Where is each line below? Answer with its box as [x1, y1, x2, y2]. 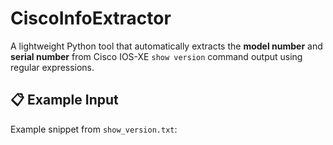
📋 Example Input [10, 92, 119, 109]
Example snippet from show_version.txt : [10, 123, 178, 135]
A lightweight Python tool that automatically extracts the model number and [10, 40, 323, 52]
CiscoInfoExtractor [10, 7, 172, 30]
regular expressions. [10, 61, 95, 73]
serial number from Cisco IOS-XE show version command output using [10, 50, 303, 62]
